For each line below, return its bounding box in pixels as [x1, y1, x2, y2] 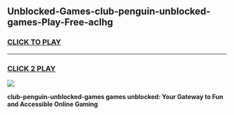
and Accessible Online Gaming [7, 100, 98, 108]
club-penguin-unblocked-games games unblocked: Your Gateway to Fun [7, 92, 224, 100]
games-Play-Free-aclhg [7, 17, 114, 29]
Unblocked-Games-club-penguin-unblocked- [7, 6, 211, 17]
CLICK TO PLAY [7, 38, 61, 47]
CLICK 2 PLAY [7, 63, 56, 73]
